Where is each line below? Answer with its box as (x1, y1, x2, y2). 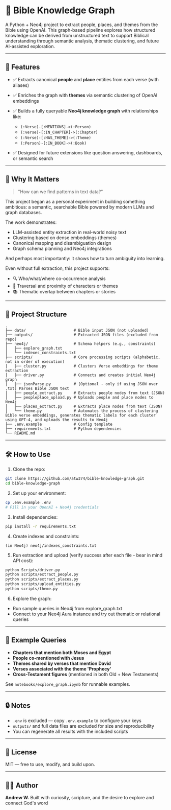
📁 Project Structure (5, 310, 67, 318)
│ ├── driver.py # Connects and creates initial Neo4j (5, 373, 156, 378)
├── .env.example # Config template (5, 422, 113, 427)
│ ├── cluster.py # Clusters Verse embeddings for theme (5, 364, 158, 369)
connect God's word (5, 800, 48, 806)
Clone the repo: (12, 466, 46, 472)
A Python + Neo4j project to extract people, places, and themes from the (5, 21, 158, 28)
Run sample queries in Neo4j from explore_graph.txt (12, 605, 123, 611)
